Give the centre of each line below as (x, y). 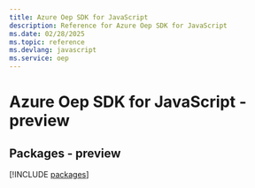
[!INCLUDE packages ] (49, 174)
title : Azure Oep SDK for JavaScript (79, 17)
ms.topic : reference (47, 42)
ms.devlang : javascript (53, 50)
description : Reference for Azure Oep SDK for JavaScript (118, 26)
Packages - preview (65, 153)
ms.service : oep (39, 58)
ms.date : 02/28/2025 (47, 34)
